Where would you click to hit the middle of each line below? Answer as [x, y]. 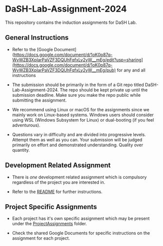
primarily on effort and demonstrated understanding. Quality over [78, 145]
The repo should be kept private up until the [104, 90]
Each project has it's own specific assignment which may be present [81, 219]
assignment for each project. [41, 238]
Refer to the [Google [33, 49]
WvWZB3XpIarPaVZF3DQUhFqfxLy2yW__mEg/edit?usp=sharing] [78, 60]
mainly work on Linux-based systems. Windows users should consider [83, 115]
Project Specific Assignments [51, 207]
